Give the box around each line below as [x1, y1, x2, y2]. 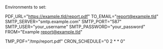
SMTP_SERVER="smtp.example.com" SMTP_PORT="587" [5, 19, 122, 24]
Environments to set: [5, 4, 46, 10]
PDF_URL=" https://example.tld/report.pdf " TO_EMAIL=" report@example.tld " [5, 14, 159, 19]
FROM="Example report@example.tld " [5, 29, 83, 34]
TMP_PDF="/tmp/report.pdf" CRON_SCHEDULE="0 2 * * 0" [5, 38, 125, 44]
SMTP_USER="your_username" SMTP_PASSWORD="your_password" [5, 24, 145, 30]
